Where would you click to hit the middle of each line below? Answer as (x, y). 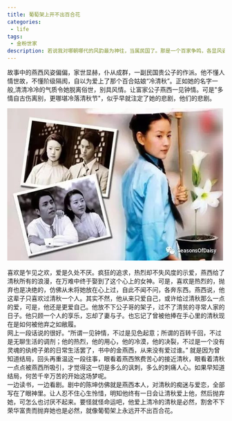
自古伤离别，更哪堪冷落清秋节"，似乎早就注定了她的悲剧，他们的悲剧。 (114, 98)
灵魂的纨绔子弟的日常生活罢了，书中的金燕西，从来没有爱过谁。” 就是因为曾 (114, 350)
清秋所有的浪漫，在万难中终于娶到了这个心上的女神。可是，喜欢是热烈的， (113, 281)
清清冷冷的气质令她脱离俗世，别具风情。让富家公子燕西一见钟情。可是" (116, 89)
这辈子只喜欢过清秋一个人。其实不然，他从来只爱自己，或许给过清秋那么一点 (116, 298)
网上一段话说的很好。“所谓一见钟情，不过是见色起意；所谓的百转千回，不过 (115, 333)
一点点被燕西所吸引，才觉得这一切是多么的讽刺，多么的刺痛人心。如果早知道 (116, 367)
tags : (15, 37)
